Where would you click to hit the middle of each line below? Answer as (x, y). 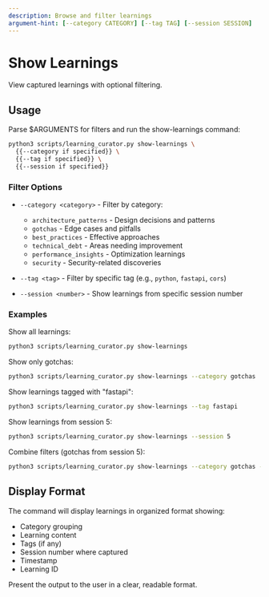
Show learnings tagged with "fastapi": (71, 392)
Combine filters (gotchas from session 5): (77, 452)
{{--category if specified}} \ (68, 152)
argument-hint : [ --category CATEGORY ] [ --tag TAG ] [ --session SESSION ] (130, 23)
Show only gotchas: (41, 362)
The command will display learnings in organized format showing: (117, 510)
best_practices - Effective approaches (96, 237)
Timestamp (38, 560)
